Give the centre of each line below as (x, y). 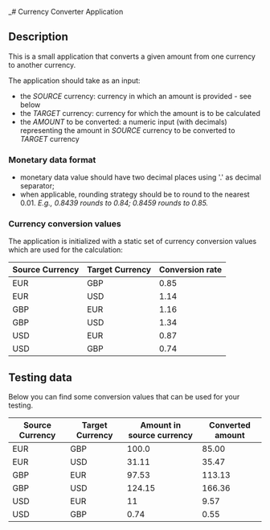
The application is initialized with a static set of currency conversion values (133, 242)
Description (38, 37)
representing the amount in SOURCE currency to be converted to (127, 130)
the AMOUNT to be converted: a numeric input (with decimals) (123, 122)
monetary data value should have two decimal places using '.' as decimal (140, 177)
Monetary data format (52, 159)
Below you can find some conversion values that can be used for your (124, 397)
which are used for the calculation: (65, 250)
